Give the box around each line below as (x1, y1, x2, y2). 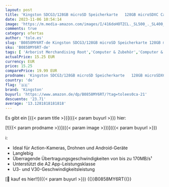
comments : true (5, 26, 37, 31)
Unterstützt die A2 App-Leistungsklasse (12, 161, 96, 167)
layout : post (5, 7, 33, 13)
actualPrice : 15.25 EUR (5, 54, 55, 59)
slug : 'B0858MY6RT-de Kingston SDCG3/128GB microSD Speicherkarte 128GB (5, 40, 161, 45)
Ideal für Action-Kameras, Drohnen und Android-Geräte (12, 145, 128, 151)
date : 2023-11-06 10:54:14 (5, 17, 62, 22)
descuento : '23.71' (5, 96, 46, 101)
